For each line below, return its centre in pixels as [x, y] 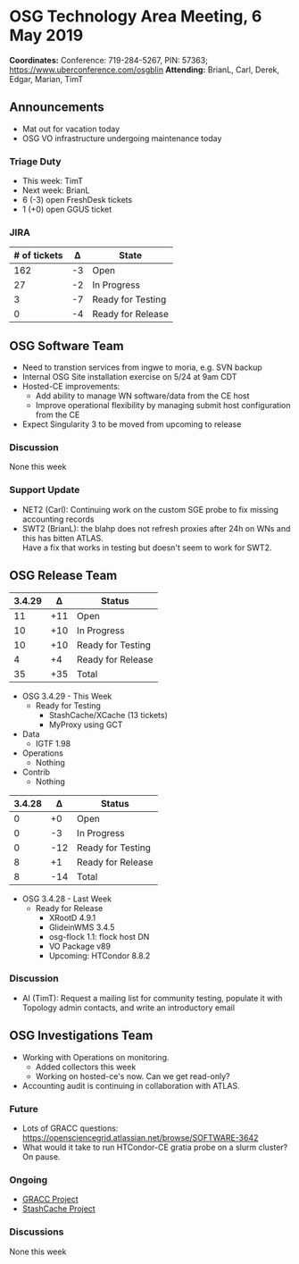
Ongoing [29, 1179]
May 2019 [46, 35]
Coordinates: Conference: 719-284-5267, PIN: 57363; [108, 60]
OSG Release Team [63, 576]
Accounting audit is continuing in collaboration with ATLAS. [131, 1085]
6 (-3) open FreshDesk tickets [77, 200]
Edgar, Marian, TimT [46, 79]
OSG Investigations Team [81, 1036]
